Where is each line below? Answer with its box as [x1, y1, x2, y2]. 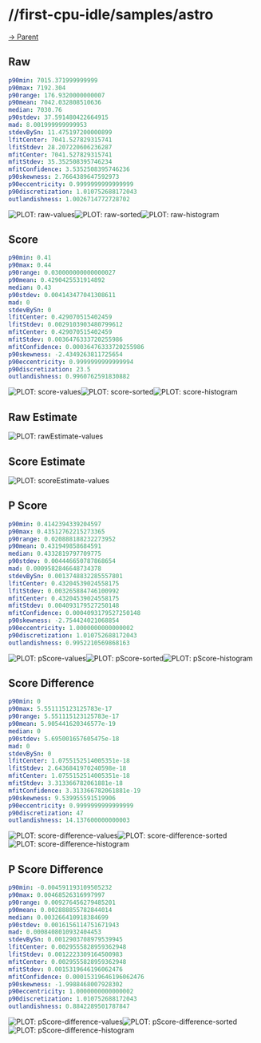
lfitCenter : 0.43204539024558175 [8, 579, 120, 588]
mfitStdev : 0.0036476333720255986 [8, 335, 124, 344]
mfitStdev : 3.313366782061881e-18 [8, 779, 124, 787]
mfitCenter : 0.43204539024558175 [8, 594, 120, 602]
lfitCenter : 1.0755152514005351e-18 [8, 757, 130, 765]
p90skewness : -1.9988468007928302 [8, 980, 124, 988]
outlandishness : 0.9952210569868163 [8, 639, 130, 647]
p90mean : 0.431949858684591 [8, 542, 102, 550]
